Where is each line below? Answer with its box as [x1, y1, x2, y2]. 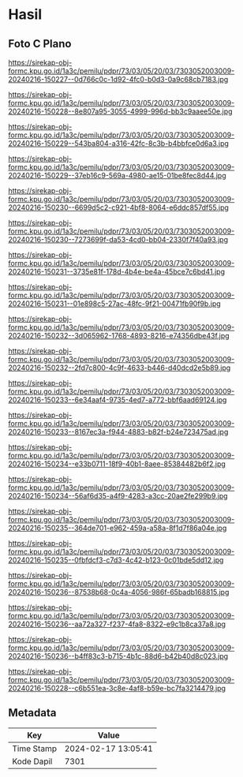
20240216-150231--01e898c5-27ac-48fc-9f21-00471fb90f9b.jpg [8, 299, 221, 308]
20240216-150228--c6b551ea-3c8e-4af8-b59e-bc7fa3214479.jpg [8, 684, 226, 693]
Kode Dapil [12, 756, 53, 767]
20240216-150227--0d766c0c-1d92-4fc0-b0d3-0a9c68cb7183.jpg [8, 75, 229, 84]
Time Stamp [12, 743, 58, 754]
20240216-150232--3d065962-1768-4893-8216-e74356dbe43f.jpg [8, 331, 230, 340]
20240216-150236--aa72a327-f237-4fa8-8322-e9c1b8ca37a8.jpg [8, 619, 226, 629]
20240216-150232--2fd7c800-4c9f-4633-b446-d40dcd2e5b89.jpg [8, 363, 231, 372]
